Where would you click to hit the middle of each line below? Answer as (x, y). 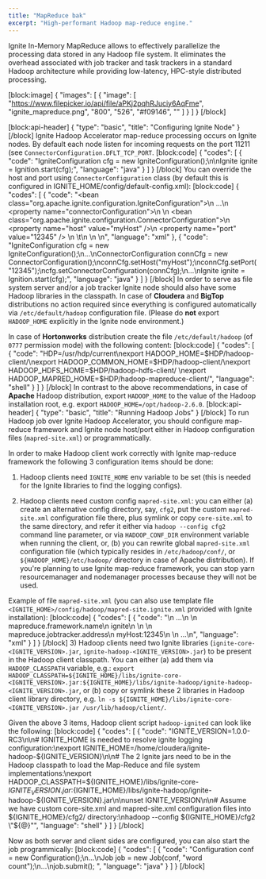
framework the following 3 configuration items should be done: (111, 461)
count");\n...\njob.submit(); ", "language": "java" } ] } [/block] (107, 866)
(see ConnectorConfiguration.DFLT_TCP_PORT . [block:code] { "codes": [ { (125, 152)
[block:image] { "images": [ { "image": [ (72, 94)
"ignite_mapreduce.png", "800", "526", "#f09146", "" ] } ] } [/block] (117, 111)
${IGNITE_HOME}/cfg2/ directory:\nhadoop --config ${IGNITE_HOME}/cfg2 (132, 817)
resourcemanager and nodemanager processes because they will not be (138, 576)
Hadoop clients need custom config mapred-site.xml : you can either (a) (136, 500)
